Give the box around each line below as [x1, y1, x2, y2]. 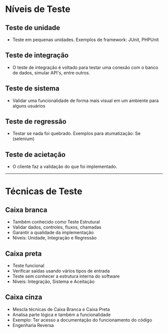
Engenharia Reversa [12, 322, 54, 328]
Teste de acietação [5, 150, 66, 158]
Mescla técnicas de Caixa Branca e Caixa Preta [12, 306, 110, 312]
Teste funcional [12, 262, 44, 268]
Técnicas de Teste [5, 186, 82, 197]
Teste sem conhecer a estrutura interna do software [12, 273, 120, 279]
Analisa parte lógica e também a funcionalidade [12, 311, 111, 317]
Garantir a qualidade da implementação [12, 229, 94, 235]
